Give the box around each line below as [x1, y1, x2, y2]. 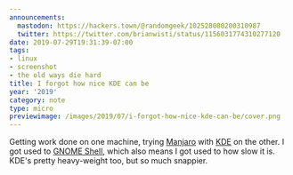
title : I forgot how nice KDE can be [9, 79, 150, 88]
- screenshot [9, 63, 58, 72]
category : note [9, 95, 66, 105]
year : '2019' [9, 87, 58, 96]
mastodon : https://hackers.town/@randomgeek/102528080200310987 [17, 21, 261, 30]
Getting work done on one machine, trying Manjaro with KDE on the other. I [9, 137, 285, 147]
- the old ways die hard [9, 71, 102, 80]
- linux [9, 54, 38, 63]
